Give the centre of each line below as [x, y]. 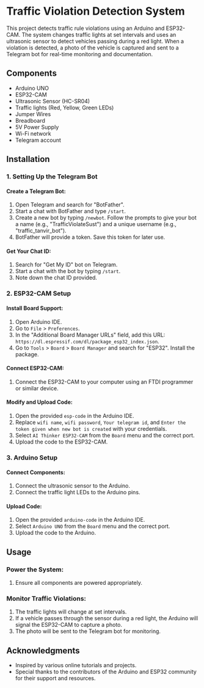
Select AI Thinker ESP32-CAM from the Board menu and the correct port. [105, 435]
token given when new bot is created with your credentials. [91, 429]
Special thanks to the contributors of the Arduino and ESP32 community [106, 672]
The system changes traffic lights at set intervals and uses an [99, 34]
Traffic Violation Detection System [96, 11]
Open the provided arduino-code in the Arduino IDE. [80, 520]
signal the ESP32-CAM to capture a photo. [68, 625]
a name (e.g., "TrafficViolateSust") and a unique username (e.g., [96, 224]
